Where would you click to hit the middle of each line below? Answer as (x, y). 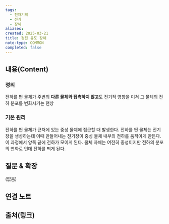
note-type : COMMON (24, 43)
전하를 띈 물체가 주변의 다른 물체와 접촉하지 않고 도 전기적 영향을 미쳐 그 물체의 (81, 97)
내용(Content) (27, 70)
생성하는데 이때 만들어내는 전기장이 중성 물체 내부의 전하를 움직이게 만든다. (88, 136)
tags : (11, 10)
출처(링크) (20, 215)
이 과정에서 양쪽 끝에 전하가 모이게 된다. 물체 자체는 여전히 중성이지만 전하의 (80, 142)
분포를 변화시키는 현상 (32, 103)
